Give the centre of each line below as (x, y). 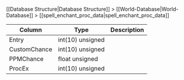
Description (127, 30)
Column (31, 30)
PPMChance (26, 59)
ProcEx (19, 69)
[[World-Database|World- (147, 9)
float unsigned (78, 59)
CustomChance (31, 49)
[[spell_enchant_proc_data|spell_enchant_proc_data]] (104, 15)
